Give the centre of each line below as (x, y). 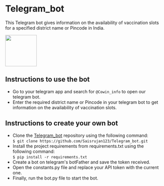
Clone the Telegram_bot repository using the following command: (80, 135)
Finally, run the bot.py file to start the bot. (55, 178)
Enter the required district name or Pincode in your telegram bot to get (85, 102)
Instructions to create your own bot (62, 123)
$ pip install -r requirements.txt (50, 157)
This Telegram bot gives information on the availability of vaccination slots (82, 23)
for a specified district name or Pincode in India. (55, 28)
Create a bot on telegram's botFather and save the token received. (81, 162)
